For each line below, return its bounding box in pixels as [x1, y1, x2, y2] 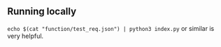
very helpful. [7, 32, 44, 40]
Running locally [7, 6, 77, 18]
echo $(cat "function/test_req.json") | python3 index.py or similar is [7, 24, 215, 32]
